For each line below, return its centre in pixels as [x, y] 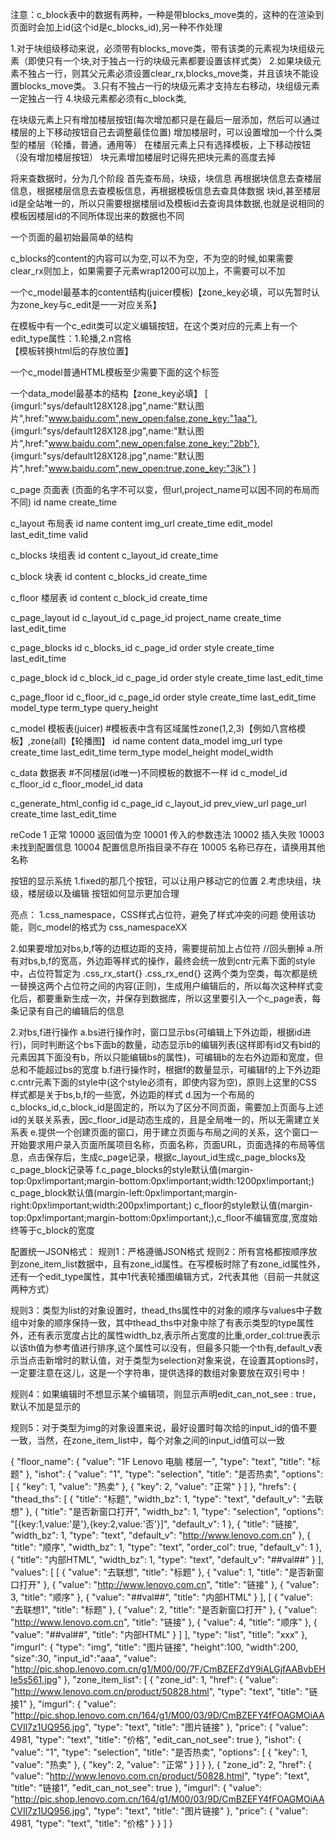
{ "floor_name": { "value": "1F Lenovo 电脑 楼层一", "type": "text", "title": [157, 1461]
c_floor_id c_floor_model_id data [77, 784]
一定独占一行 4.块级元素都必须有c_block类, [98, 98]
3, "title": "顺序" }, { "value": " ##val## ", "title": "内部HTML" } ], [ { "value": [161, 1597]
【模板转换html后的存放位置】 [72, 351]
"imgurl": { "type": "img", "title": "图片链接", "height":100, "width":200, [154, 1647]
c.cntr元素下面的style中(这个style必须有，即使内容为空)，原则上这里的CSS [164, 1082]
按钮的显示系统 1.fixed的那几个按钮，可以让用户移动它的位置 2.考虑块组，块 [166, 881]
